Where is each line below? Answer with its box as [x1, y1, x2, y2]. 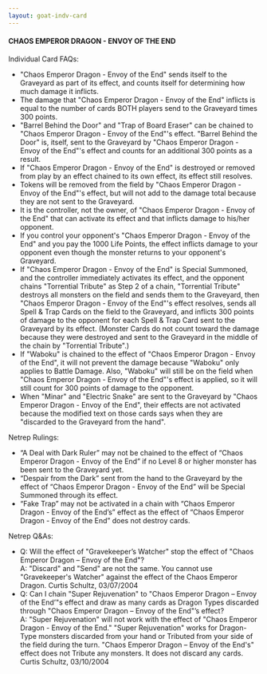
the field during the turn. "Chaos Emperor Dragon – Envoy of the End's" [19, 640, 255, 649]
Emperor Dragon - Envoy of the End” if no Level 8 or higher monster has [19, 456, 257, 466]
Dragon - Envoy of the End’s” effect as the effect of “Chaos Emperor [19, 507, 245, 517]
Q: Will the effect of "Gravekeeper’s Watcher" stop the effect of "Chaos [19, 546, 254, 556]
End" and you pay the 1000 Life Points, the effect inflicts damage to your [19, 238, 258, 248]
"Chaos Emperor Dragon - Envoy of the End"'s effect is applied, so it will [19, 374, 257, 384]
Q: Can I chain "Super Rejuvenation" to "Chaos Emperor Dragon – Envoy [19, 589, 257, 598]
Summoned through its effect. [19, 490, 118, 499]
